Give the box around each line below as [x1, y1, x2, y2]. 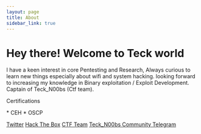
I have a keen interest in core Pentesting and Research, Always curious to [6, 66, 191, 73]
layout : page [6, 8, 40, 15]
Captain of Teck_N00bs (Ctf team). [6, 85, 94, 93]
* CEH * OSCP [6, 109, 43, 116]
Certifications [6, 98, 41, 105]
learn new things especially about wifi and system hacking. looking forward [6, 73, 196, 80]
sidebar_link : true [6, 20, 56, 26]
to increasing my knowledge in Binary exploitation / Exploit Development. [6, 79, 190, 87]
